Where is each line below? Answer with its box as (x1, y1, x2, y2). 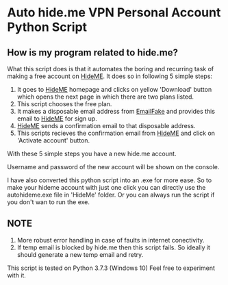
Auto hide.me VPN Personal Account (7, 5, 221, 21)
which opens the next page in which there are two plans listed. (16, 92, 194, 101)
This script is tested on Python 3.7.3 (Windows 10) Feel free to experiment (7, 264, 216, 272)
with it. (7, 271, 26, 279)
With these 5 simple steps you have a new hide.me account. (7, 149, 177, 158)
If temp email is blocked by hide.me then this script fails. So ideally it (16, 243, 211, 251)
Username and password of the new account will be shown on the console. (7, 163, 220, 171)
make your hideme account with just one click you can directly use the (7, 184, 206, 191)
